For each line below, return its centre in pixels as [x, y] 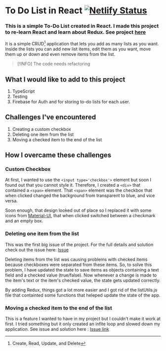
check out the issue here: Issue [37, 250]
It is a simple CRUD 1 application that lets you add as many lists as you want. [82, 43]
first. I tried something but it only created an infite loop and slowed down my [83, 324]
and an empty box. [24, 221]
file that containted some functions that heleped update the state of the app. [83, 295]
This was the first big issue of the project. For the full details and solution [79, 244]
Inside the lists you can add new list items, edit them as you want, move [78, 49]
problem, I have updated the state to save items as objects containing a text [82, 270]
